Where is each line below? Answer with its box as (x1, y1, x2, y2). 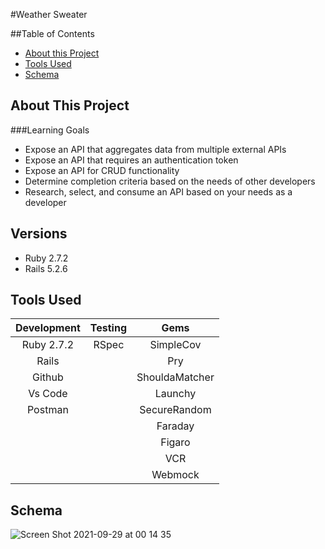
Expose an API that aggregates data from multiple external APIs (24, 143, 287, 155)
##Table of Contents (10, 28, 95, 39)
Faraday (156, 419, 195, 433)
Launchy (154, 387, 197, 401)
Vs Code (28, 387, 68, 401)
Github (32, 370, 64, 384)
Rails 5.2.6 (24, 262, 68, 274)
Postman (26, 403, 69, 417)
